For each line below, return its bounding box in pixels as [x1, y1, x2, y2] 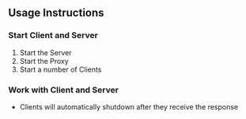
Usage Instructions [8, 6, 104, 20]
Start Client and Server [8, 30, 99, 41]
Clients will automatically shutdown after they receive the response [19, 102, 239, 111]
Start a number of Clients [19, 65, 102, 74]
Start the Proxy [19, 56, 69, 65]
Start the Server [19, 47, 72, 58]
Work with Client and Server [8, 84, 119, 95]
